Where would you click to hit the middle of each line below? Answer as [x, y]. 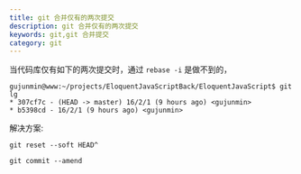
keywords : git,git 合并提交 [59, 34]
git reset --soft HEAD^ [54, 145]
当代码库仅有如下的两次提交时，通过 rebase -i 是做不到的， [121, 69]
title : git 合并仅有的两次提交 [62, 18]
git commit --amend [46, 161]
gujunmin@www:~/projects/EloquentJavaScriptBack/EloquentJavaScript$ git [151, 87]
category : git [36, 43]
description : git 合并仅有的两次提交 [74, 26]
